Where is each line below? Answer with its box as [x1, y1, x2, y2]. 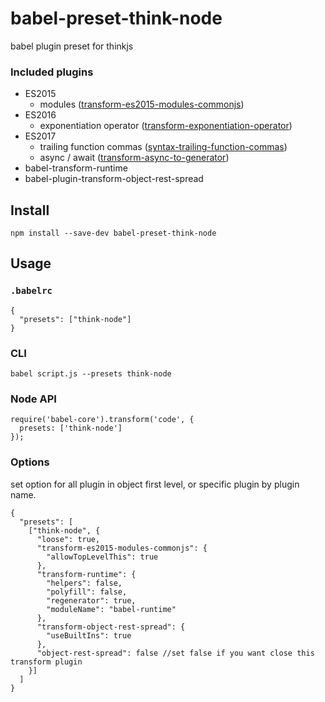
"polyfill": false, [46, 587, 128, 597]
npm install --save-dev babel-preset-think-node [10, 228, 217, 239]
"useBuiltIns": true [46, 630, 132, 641]
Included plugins [10, 65, 94, 79]
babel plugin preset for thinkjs [10, 40, 134, 52]
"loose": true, [36, 534, 101, 544]
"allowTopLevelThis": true [46, 552, 159, 562]
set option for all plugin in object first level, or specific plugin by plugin [10, 478, 300, 490]
